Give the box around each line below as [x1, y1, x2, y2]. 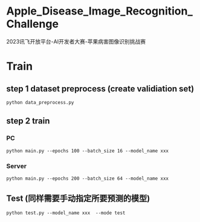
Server [6, 162, 27, 170]
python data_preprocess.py [6, 99, 74, 105]
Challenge [6, 17, 59, 31]
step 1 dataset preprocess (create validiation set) [6, 83, 195, 94]
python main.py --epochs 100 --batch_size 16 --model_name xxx [6, 148, 169, 154]
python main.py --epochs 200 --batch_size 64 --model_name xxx [6, 175, 169, 181]
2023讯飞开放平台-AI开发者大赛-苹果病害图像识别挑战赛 [6, 38, 146, 45]
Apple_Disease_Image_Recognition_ [6, 4, 193, 18]
